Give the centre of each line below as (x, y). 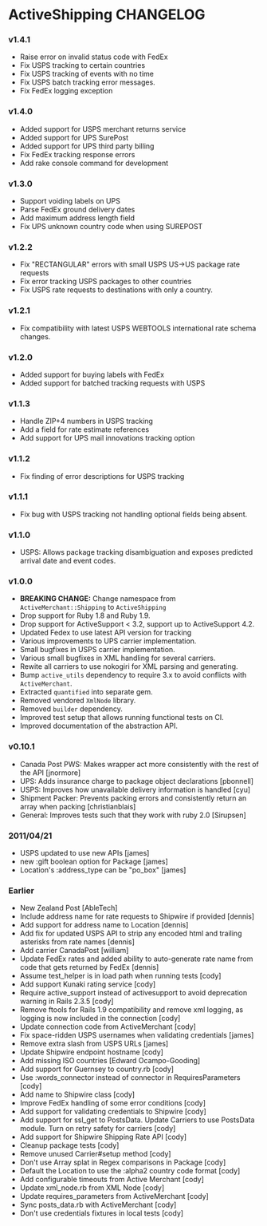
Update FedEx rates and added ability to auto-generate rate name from (136, 959)
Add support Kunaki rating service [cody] (88, 984)
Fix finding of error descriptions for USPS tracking (102, 476)
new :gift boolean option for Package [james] (94, 862)
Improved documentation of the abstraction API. (98, 726)
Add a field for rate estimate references (84, 429)
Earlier (21, 890)
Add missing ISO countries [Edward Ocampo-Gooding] (110, 1061)
